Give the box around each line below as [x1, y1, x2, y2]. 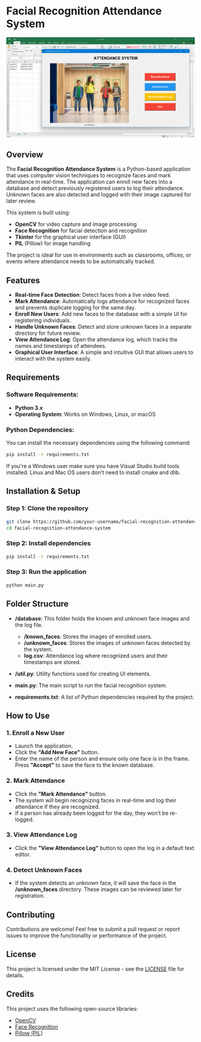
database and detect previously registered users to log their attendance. [6, 184, 184, 192]
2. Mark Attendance [6, 776, 65, 785]
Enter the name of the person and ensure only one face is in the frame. [14, 755, 190, 763]
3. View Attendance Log [6, 830, 78, 839]
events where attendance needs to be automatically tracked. [6, 258, 156, 265]
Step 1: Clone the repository [6, 504, 89, 513]
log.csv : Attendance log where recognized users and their [23, 652, 168, 659]
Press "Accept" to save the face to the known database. [14, 761, 154, 769]
